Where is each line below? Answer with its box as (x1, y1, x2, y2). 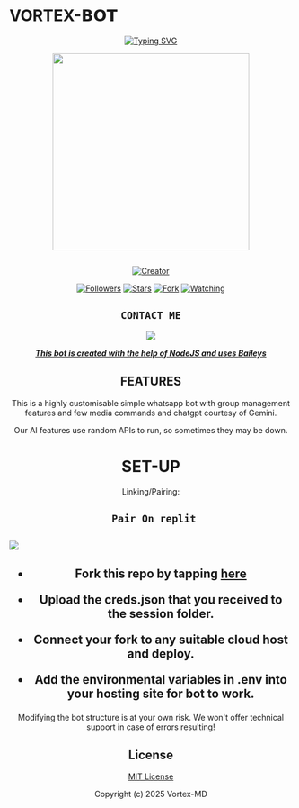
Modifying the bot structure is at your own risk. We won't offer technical (17, 712, 285, 722)
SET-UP (120, 456, 181, 477)
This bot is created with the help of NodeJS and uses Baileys (35, 348, 267, 359)
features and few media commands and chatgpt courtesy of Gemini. (24, 407, 277, 418)
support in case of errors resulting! (86, 722, 215, 732)
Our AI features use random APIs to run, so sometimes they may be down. (13, 424, 288, 435)
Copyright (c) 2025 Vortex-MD (93, 789, 208, 800)
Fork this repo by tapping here (75, 566, 247, 581)
